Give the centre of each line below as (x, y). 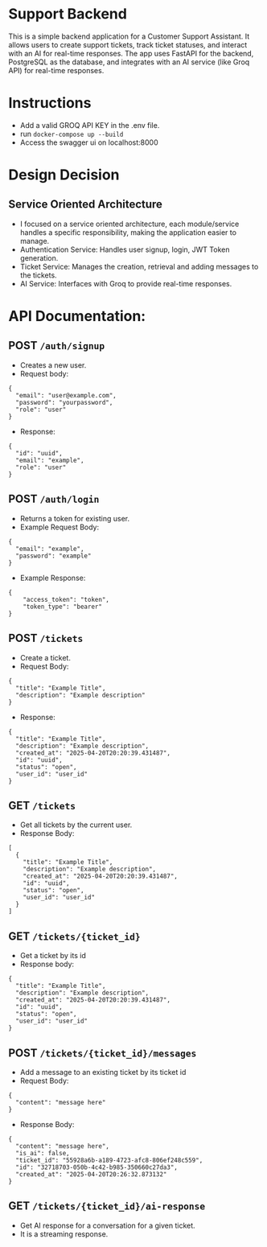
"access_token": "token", (66, 599)
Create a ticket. (45, 657)
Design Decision (64, 175)
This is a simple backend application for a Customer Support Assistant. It (129, 36)
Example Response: (53, 578)
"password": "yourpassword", (64, 402)
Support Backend (68, 14)
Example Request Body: (60, 527)
